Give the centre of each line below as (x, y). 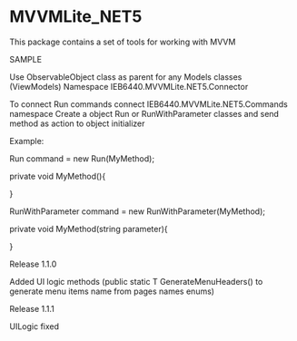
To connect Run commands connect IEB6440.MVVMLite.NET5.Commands (148, 104)
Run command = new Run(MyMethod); (82, 158)
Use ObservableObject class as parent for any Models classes (126, 77)
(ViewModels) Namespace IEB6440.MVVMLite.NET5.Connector (129, 86)
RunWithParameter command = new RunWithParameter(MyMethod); (138, 211)
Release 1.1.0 (33, 264)
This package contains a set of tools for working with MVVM (123, 42)
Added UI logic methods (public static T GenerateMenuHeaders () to (136, 281)
